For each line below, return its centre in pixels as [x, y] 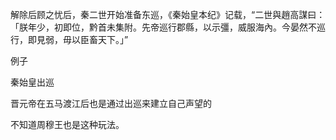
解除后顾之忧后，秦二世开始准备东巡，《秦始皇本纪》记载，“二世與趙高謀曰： [168, 14]
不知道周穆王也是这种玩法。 [67, 124]
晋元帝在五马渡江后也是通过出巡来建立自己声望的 [111, 103]
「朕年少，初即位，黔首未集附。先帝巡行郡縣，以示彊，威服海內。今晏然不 [163, 27]
